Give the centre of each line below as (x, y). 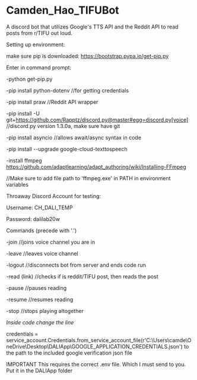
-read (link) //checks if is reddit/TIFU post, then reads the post (82, 276)
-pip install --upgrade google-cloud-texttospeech (67, 149)
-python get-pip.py (29, 79)
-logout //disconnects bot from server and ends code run (76, 265)
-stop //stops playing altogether (45, 311)
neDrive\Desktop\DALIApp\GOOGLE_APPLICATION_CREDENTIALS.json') (94, 346)
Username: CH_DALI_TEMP (39, 207)
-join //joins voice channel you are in (51, 242)
